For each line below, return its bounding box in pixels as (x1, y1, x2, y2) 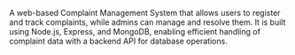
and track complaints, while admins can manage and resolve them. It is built (9, 17, 286, 27)
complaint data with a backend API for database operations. (9, 35, 228, 46)
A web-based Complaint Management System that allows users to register (9, 8, 281, 18)
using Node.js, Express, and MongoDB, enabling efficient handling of (9, 27, 261, 36)
